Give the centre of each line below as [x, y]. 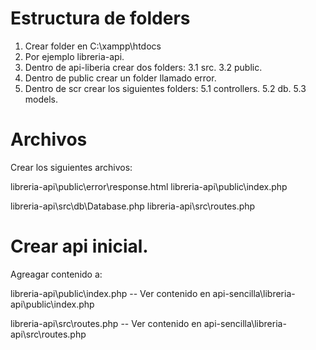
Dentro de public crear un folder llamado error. [120, 78]
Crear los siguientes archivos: [71, 167]
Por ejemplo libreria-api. [74, 56]
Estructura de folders [100, 18]
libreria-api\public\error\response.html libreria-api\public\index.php [149, 186]
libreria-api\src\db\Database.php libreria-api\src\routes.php [133, 206]
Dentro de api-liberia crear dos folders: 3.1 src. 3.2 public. [143, 67]
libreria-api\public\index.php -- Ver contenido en [110, 293]
